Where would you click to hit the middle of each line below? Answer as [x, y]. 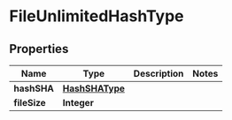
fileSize [30, 103]
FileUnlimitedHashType [97, 16]
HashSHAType [94, 88]
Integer [78, 103]
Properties [39, 49]
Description [159, 74]
